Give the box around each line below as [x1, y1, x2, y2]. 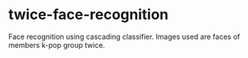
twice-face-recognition [8, 6, 169, 24]
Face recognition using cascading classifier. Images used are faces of [8, 32, 240, 41]
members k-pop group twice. [8, 40, 105, 49]
